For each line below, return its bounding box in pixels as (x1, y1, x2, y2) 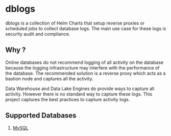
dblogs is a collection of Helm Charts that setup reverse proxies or (5, 20, 145, 26)
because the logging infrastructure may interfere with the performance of (5, 64, 160, 71)
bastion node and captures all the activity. (5, 75, 93, 82)
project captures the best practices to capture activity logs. (5, 96, 130, 102)
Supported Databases (5, 111, 77, 120)
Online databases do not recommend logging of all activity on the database (5, 59, 164, 65)
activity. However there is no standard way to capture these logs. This (5, 90, 152, 97)
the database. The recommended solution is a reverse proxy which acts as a (5, 70, 166, 76)
